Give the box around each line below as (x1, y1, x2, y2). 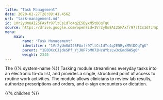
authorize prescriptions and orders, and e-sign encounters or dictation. (5, 81, 147, 87)
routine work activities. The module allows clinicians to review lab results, (5, 76, 152, 82)
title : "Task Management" (5, 7, 57, 12)
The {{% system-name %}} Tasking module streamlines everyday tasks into (5, 66, 157, 71)
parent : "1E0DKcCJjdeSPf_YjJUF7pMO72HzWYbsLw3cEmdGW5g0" (22, 48, 140, 52)
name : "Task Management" (22, 39, 73, 44)
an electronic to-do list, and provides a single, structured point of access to (5, 71, 156, 77)
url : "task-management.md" (5, 16, 60, 21)
